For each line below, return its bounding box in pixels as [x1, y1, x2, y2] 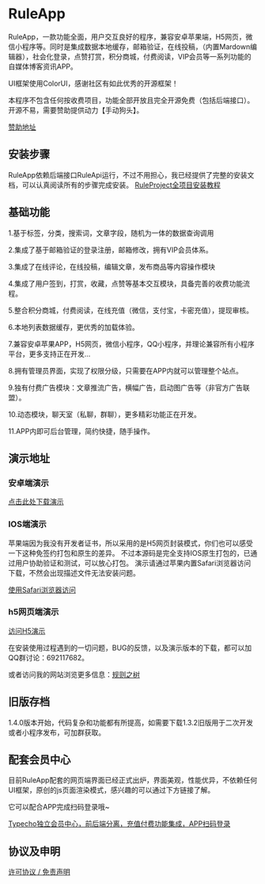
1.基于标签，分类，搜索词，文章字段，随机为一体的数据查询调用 [8, 228, 214, 238]
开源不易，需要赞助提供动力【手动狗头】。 [8, 105, 144, 115]
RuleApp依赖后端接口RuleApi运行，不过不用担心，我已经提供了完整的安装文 [8, 170, 255, 179]
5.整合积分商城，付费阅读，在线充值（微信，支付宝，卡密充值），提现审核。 [8, 305, 253, 315]
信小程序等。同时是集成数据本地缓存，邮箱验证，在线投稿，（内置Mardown [8, 41, 251, 52]
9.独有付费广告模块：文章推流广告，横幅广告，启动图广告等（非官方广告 [8, 382, 244, 392]
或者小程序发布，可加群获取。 [8, 727, 105, 737]
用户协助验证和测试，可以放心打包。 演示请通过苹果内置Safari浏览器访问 [14, 558, 252, 568]
